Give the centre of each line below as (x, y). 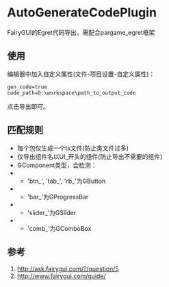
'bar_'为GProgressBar (58, 197)
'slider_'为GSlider (52, 212)
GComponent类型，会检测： (57, 165)
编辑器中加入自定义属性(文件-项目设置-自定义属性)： (81, 74)
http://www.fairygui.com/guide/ (61, 276)
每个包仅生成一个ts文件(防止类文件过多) (73, 148)
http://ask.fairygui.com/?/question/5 (68, 269)
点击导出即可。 (28, 106)
